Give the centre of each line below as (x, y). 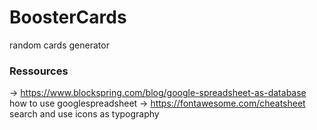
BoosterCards (68, 17)
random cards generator (59, 45)
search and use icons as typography (84, 114)
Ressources (39, 71)
